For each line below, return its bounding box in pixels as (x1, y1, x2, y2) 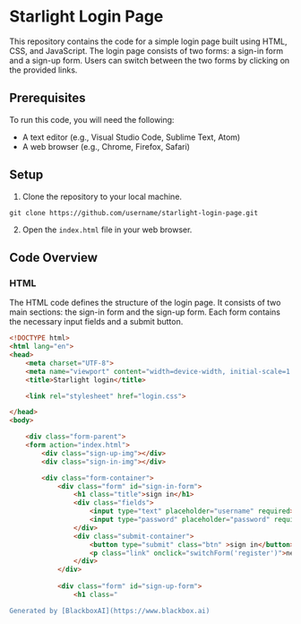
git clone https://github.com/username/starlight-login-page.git (9, 208, 258, 217)
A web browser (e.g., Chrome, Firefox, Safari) (21, 141, 191, 152)
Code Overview (9, 249, 99, 265)
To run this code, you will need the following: (9, 114, 175, 125)
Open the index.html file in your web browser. (21, 224, 193, 235)
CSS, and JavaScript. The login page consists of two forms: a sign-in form (9, 45, 284, 56)
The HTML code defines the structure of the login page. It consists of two (9, 298, 281, 308)
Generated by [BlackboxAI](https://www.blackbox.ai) (9, 606, 211, 615)
